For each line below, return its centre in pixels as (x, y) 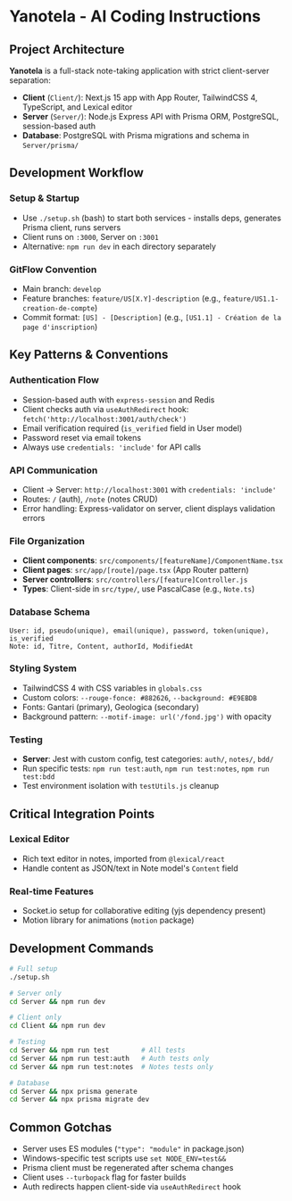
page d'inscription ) (60, 327)
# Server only (36, 993)
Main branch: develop (62, 288)
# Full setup (33, 969)
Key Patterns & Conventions (89, 355)
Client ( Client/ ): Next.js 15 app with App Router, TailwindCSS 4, (140, 97)
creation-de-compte (58, 308)
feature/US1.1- (251, 299)
